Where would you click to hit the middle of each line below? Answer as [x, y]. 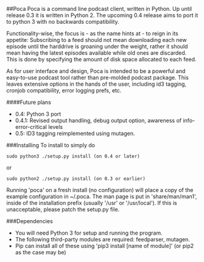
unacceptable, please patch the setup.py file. [63, 209]
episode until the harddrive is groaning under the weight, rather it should [97, 46]
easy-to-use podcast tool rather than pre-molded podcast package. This [97, 78]
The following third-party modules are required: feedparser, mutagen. [103, 239]
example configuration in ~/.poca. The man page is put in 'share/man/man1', [102, 196]
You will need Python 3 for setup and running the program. [89, 233]
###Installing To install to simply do [51, 145]
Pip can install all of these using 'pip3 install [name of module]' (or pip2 [104, 246]
